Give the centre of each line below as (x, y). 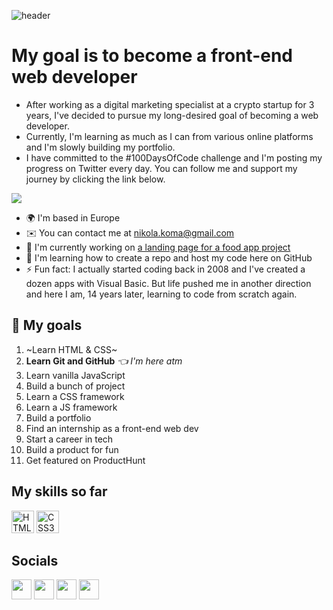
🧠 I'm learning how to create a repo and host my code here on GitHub (169, 257)
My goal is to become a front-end (152, 56)
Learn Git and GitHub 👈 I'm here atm (104, 361)
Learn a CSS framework (75, 396)
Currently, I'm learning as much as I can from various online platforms (169, 136)
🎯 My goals (47, 325)
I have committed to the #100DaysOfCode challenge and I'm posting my (174, 157)
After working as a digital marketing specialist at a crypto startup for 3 (170, 104)
